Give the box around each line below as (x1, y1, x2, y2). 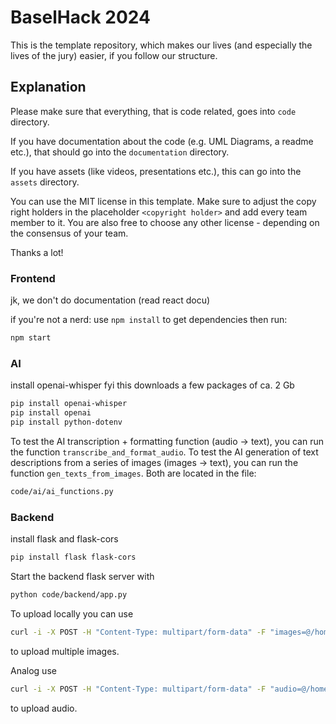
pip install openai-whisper (10, 399, 128, 409)
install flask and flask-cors (10, 533, 119, 545)
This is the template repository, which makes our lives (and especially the (10, 39, 313, 51)
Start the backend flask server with (10, 570, 155, 582)
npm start (10, 333, 52, 343)
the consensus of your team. (10, 227, 129, 239)
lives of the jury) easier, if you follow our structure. (10, 49, 218, 61)
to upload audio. (10, 702, 78, 714)
